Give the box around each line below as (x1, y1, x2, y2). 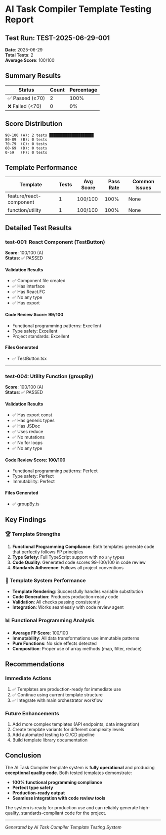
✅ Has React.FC (12, 289, 45, 295)
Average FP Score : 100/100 (12, 630, 68, 636)
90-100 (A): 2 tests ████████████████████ (5, 133, 94, 138)
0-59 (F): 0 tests (5, 150, 48, 155)
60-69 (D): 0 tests (5, 146, 48, 150)
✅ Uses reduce (12, 429, 43, 435)
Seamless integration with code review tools (12, 795, 106, 801)
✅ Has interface (12, 283, 45, 289)
